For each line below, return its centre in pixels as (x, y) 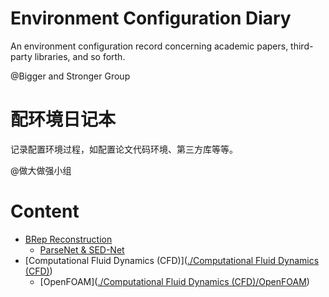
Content (45, 211)
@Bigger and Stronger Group (70, 76)
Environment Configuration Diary (151, 18)
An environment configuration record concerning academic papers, (149, 46)
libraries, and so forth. (80, 56)
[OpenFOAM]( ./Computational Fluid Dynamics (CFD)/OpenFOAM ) (174, 281)
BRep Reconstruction (68, 239)
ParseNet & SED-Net (82, 249)
